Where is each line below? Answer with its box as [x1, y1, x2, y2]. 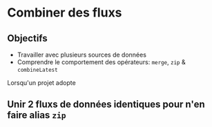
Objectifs [7, 32, 48, 44]
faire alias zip [7, 109, 67, 121]
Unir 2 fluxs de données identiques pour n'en [7, 99, 205, 110]
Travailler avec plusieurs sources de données [17, 50, 147, 59]
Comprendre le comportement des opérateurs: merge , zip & [17, 58, 186, 66]
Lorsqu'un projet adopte [7, 79, 76, 87]
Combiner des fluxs [7, 5, 122, 21]
